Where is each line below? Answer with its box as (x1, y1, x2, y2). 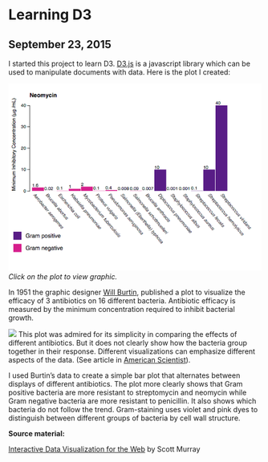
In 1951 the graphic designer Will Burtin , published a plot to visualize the (8, 287, 246, 297)
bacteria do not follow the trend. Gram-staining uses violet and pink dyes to (8, 404, 258, 414)
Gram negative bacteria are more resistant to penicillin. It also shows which (8, 395, 257, 406)
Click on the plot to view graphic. (8, 271, 118, 282)
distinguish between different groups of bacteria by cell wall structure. (8, 413, 241, 423)
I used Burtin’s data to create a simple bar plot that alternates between (8, 371, 241, 380)
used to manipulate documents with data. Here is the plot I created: (8, 67, 231, 77)
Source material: (8, 428, 66, 438)
